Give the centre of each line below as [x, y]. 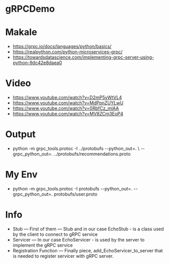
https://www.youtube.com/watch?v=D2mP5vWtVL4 [67, 98]
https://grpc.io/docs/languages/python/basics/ [62, 46]
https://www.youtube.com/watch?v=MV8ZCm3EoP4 [68, 114]
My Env [21, 175]
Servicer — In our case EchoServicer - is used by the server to [79, 239]
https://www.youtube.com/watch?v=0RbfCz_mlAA [66, 108]
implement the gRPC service [43, 245]
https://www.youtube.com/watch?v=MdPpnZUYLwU [68, 103]
